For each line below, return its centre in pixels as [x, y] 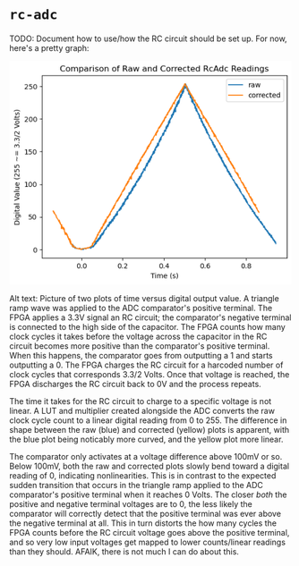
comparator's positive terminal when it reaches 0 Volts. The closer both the [148, 494]
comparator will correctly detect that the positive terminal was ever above [145, 513]
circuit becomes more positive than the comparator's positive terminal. [140, 346]
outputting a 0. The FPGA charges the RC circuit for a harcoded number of [146, 365]
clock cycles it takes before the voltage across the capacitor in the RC [138, 336]
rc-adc [34, 15]
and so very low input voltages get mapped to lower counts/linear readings [148, 542]
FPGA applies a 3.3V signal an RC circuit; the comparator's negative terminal [150, 317]
